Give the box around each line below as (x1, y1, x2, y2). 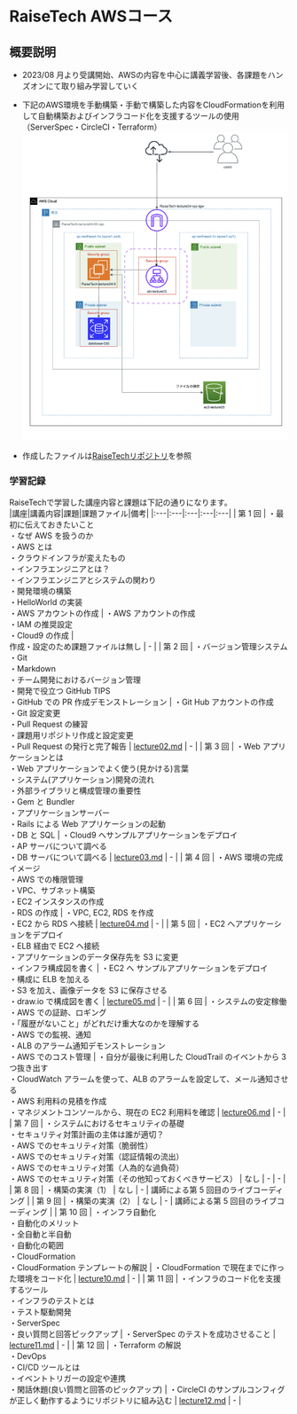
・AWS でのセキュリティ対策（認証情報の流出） (9, 1151, 184, 1161)
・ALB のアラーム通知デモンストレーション (9, 1040, 166, 1050)
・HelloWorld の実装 (9, 596, 82, 607)
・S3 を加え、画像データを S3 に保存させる (9, 985, 168, 995)
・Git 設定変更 (9, 707, 61, 718)
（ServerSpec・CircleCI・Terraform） (21, 122, 162, 132)
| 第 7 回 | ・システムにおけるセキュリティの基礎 (9, 1118, 184, 1128)
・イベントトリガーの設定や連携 (9, 1372, 126, 1383)
